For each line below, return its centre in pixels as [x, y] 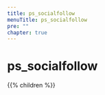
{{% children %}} [32, 85]
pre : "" [18, 26]
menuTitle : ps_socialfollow [47, 20]
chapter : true [27, 32]
